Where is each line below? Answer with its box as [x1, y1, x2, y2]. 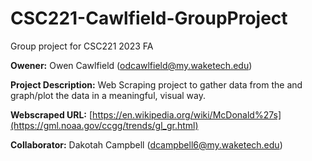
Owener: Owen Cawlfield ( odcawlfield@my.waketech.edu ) [10, 59, 253, 71]
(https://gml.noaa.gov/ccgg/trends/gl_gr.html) [10, 119, 199, 131]
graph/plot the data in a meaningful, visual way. [10, 89, 207, 101]
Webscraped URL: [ [10, 108, 93, 121]
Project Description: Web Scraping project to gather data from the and [10, 78, 303, 91]
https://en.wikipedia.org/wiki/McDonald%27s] [92, 108, 282, 121]
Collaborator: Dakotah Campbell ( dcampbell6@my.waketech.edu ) [10, 138, 283, 151]
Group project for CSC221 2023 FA [10, 40, 154, 52]
